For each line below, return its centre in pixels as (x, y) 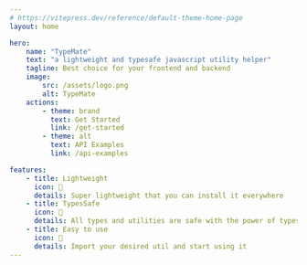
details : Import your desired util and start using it (140, 246)
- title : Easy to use (67, 229)
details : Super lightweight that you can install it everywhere (159, 196)
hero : (20, 43)
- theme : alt (67, 137)
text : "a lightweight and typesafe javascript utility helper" (149, 60)
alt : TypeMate (69, 94)
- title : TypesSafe (63, 204)
